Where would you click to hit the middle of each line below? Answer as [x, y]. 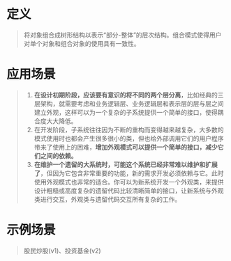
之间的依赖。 [59, 156]
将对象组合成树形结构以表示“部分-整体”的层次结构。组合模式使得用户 [122, 35]
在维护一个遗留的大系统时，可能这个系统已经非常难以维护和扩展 [126, 164]
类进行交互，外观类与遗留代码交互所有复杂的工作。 [107, 199]
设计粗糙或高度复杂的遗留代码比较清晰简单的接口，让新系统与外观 [129, 190]
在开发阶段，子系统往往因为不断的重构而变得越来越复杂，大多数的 [129, 129]
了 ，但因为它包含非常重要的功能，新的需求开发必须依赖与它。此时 [129, 173]
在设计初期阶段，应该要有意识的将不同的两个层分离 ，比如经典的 [126, 95]
